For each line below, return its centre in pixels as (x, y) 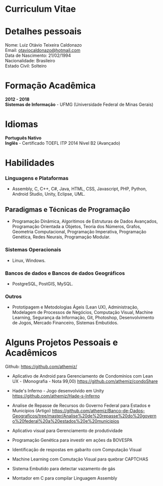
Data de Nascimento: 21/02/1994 (38, 55)
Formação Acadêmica (51, 86)
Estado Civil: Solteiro (26, 66)
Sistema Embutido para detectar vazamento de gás (64, 469)
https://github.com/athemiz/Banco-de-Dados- (99, 411)
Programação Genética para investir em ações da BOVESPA (72, 440)
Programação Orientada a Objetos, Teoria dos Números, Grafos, (77, 227)
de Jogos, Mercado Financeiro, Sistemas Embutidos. (65, 323)
